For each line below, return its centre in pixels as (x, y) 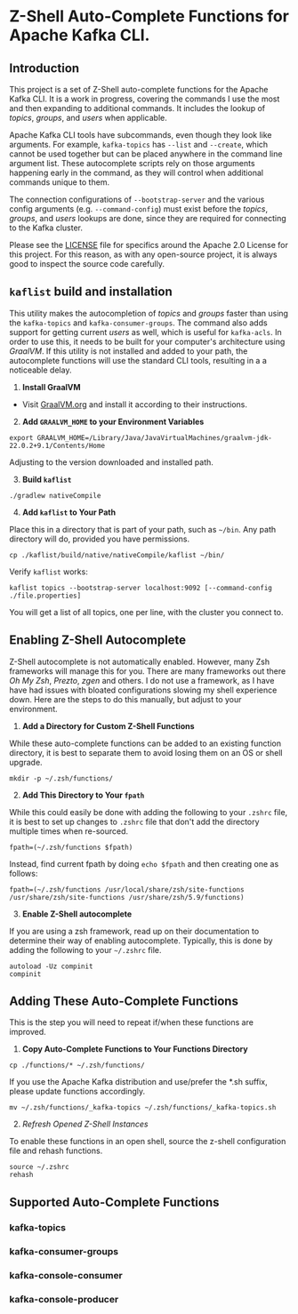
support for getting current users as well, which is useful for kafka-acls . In (145, 332)
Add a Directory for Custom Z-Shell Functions (108, 725)
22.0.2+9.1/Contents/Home (57, 445)
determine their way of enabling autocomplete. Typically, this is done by (141, 941)
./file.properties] (45, 596)
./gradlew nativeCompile (55, 495)
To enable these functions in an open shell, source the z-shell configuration (148, 1142)
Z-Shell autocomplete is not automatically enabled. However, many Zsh (139, 661)
